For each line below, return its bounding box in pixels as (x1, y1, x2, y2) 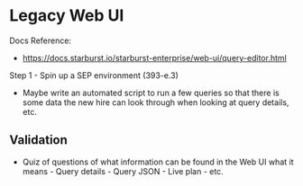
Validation (9, 132, 68, 148)
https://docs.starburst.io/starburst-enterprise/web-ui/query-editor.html (22, 52, 287, 63)
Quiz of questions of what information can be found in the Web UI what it (22, 156, 294, 167)
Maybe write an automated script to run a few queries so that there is (22, 87, 280, 98)
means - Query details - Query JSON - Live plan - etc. (22, 165, 224, 176)
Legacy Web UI (9, 5, 124, 26)
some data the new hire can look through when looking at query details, (22, 96, 289, 108)
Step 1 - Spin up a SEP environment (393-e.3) (9, 69, 179, 81)
